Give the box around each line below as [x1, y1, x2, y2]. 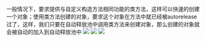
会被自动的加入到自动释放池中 [6, 28, 82, 35]
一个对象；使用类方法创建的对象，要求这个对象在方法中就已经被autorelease [6, 13, 197, 20]
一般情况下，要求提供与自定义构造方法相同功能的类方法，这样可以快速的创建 [6, 6, 200, 12]
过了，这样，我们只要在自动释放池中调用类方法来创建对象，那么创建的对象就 [6, 21, 200, 28]
